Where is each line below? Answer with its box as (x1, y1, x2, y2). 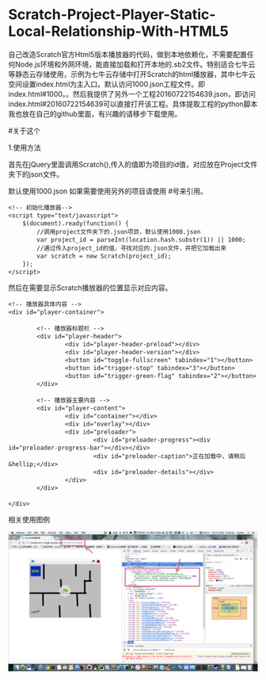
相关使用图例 (8, 514, 50, 524)
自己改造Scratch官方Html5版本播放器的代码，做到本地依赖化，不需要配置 (8, 49, 247, 59)
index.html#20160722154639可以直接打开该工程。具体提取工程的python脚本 (8, 99, 258, 109)
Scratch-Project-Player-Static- (8, 6, 216, 24)
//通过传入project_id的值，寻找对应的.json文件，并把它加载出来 (36, 244, 227, 252)
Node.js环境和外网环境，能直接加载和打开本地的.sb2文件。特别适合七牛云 (14, 59, 256, 69)
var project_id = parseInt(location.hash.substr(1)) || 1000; (36, 235, 246, 243)
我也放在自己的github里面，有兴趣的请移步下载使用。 (8, 109, 182, 118)
